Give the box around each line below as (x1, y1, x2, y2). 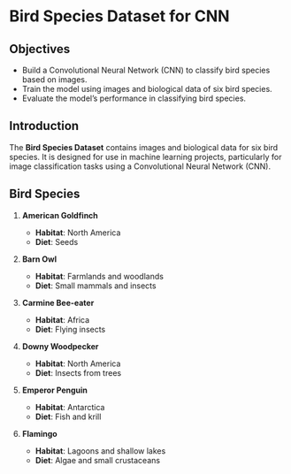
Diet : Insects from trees (34, 367, 122, 378)
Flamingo (21, 428, 57, 439)
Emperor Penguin (21, 385, 88, 395)
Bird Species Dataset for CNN (9, 6, 230, 27)
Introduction (9, 119, 80, 134)
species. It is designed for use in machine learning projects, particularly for (9, 151, 282, 162)
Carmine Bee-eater (21, 297, 95, 308)
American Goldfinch (21, 210, 99, 220)
